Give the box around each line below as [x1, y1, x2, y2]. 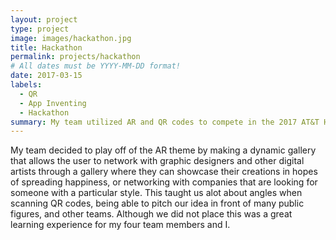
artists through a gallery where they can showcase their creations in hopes [10, 166, 318, 178]
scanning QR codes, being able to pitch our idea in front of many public [10, 197, 305, 210]
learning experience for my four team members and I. [10, 219, 231, 231]
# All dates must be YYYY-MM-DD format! [10, 61, 182, 71]
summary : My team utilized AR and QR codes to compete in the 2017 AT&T [10, 117, 320, 127]
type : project [10, 24, 70, 34]
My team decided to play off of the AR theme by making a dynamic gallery [10, 144, 317, 156]
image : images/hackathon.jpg [10, 33, 132, 43]
